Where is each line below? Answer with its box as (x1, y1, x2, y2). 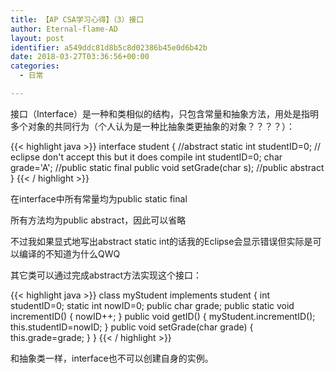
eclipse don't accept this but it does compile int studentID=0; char (10, 151, 283, 163)
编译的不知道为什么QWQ (18, 247, 121, 260)
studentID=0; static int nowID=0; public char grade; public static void (10, 299, 295, 311)
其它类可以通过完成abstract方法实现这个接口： (10, 269, 203, 281)
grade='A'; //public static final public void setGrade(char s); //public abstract (10, 161, 325, 173)
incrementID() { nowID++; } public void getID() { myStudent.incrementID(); (10, 310, 316, 322)
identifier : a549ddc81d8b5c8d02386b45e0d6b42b (10, 42, 208, 53)
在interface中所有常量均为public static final (10, 192, 188, 205)
